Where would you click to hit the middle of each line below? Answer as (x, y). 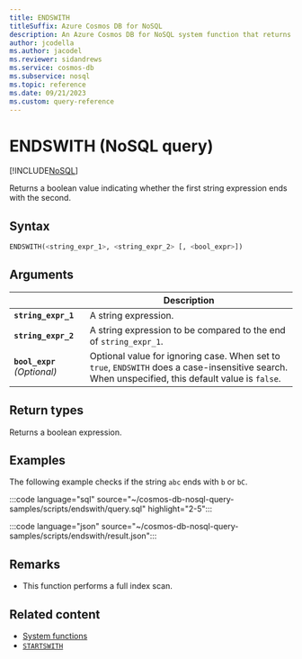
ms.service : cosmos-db (52, 68)
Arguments (42, 275)
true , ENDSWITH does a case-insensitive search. (189, 367)
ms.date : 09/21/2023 (48, 93)
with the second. (40, 198)
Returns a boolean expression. (66, 432)
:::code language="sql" (52, 500)
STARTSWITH (43, 646)
